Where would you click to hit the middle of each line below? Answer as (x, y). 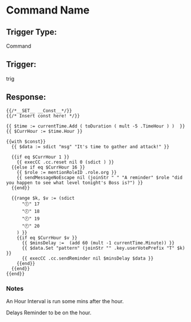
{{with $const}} (26, 142)
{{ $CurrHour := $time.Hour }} (44, 131)
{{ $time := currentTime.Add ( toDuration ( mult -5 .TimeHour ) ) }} (95, 126)
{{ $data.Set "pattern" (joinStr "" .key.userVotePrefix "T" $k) (103, 248)
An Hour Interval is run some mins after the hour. (65, 301)
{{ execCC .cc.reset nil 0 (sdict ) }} (66, 162)
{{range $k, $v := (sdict (43, 198)
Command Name (48, 10)
